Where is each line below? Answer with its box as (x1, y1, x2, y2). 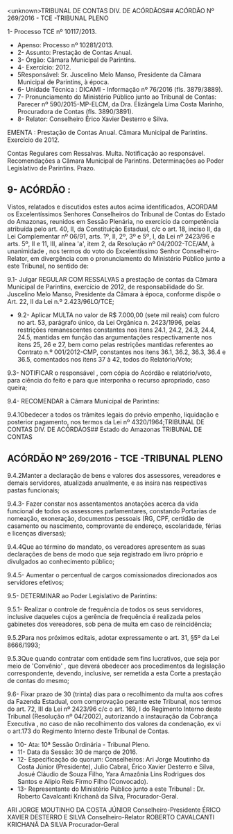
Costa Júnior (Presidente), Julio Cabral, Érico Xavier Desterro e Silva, (17, 762, 215, 771)
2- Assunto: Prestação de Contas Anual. (17, 49, 132, 56)
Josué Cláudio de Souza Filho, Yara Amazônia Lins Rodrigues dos (17, 769, 206, 778)
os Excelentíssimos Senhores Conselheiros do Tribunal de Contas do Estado (7, 209, 225, 218)
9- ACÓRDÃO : (7, 184, 71, 196)
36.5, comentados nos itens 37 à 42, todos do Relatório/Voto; (17, 355, 193, 363)
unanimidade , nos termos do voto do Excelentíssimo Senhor (7, 247, 181, 255)
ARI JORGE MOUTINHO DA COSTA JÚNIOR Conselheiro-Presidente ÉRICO (7, 805, 221, 814)
